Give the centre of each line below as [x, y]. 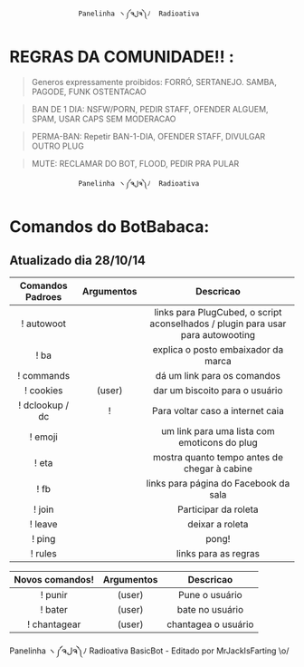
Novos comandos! [54, 579]
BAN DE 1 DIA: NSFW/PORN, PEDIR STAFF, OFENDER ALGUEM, [150, 109]
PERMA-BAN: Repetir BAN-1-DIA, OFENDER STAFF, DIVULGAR [148, 136]
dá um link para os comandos [218, 375]
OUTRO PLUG [57, 146]
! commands [44, 375]
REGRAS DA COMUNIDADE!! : [122, 57]
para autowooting [218, 334]
